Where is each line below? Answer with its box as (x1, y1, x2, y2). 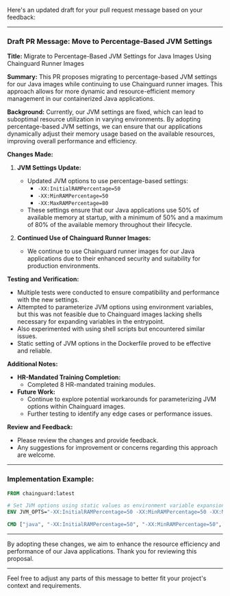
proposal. (7, 555, 34, 563)
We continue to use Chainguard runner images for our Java (27, 247, 195, 256)
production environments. (27, 262, 101, 270)
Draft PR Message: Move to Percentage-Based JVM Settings (7, 36, 212, 46)
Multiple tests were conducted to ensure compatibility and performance (16, 288, 220, 297)
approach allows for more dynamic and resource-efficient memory (7, 87, 195, 95)
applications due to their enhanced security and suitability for (27, 254, 201, 263)
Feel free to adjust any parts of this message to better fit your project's (7, 574, 207, 582)
